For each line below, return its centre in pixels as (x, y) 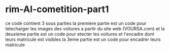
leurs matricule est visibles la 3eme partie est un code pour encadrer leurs (83, 39)
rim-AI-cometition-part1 (57, 9)
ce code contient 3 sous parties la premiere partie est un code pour (76, 23)
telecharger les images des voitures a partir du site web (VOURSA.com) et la (85, 28)
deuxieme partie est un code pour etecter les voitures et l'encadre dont (80, 34)
